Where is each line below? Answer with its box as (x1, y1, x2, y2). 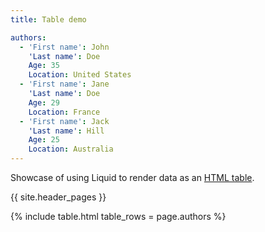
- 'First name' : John (19, 42, 110, 52)
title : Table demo (10, 14, 87, 25)
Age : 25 (28, 135, 60, 145)
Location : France (28, 107, 101, 117)
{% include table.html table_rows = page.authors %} (10, 211, 227, 222)
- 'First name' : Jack (19, 116, 110, 126)
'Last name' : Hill (28, 126, 105, 136)
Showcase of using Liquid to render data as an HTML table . (10, 172, 255, 183)
